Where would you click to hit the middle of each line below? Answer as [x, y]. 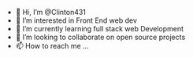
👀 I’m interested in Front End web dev [76, 20]
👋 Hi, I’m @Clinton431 [51, 12]
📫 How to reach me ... [52, 46]
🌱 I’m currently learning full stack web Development [99, 29]
